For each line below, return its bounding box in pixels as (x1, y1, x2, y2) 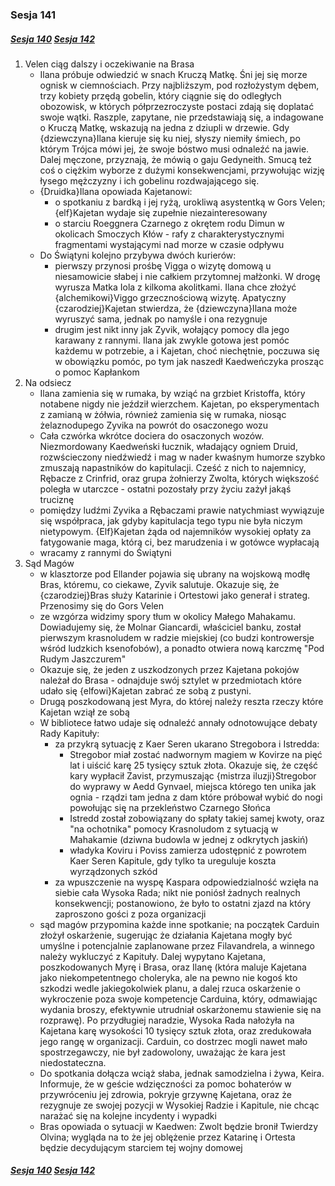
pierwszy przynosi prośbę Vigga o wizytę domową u (54, 259, 272, 272)
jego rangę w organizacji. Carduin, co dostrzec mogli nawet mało (39, 1035, 308, 1047)
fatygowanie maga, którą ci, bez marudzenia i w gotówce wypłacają (39, 536, 320, 548)
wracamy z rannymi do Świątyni (39, 546, 172, 558)
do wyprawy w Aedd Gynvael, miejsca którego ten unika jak (69, 780, 317, 792)
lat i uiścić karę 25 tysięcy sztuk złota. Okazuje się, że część (69, 759, 319, 771)
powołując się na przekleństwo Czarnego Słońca (69, 801, 271, 813)
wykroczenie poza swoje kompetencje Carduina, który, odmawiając (39, 993, 318, 1005)
